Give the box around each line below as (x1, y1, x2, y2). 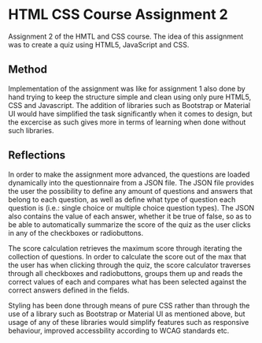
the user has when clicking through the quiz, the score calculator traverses (8, 260, 251, 270)
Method (8, 63, 48, 76)
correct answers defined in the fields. (8, 285, 130, 295)
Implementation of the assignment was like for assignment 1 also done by (8, 84, 245, 93)
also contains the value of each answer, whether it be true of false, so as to (8, 211, 252, 221)
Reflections (8, 148, 66, 162)
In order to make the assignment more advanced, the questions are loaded (8, 170, 250, 179)
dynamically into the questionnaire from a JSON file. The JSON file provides (8, 177, 254, 187)
